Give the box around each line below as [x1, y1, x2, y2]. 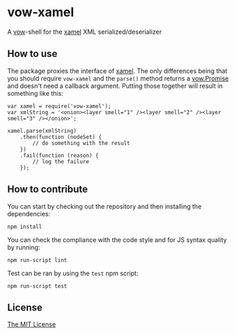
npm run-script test [7, 282, 68, 289]
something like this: [7, 89, 64, 97]
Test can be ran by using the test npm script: [7, 269, 139, 277]
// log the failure [32, 158, 90, 165]
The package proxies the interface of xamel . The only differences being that [7, 66, 228, 75]
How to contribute [7, 184, 88, 196]
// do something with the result [32, 139, 131, 146]
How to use [7, 48, 58, 60]
